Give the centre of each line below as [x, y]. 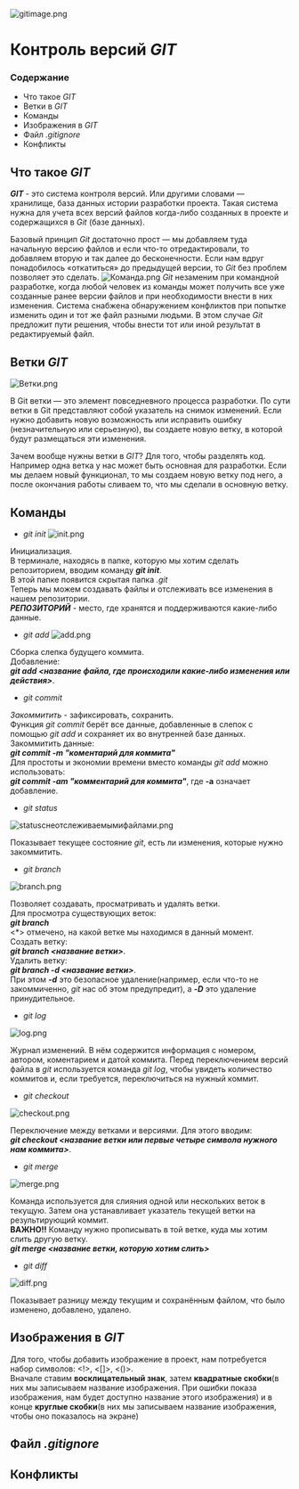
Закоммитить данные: [52, 743]
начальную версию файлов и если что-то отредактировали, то [130, 249]
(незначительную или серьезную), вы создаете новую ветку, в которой [146, 430]
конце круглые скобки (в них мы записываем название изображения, [143, 1406]
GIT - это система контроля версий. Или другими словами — [127, 194]
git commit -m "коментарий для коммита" [93, 752]
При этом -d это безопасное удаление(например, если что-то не [134, 979]
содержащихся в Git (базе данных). [77, 222]
